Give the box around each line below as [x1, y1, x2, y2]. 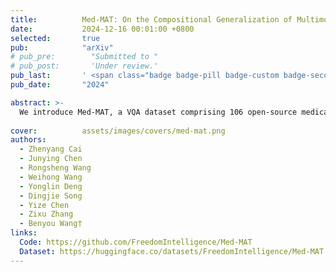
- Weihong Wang [19, 172, 83, 182]
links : [10, 228, 38, 238]
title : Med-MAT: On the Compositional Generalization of [10, 14, 293, 25]
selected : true [10, 33, 101, 43]
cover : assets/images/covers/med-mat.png [10, 126, 226, 136]
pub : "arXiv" [10, 42, 114, 53]
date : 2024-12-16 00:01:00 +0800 [10, 24, 195, 34]
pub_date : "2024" [10, 80, 110, 90]
